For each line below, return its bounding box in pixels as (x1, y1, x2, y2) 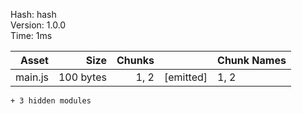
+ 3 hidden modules (10, 96, 92, 106)
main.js (15, 70, 49, 84)
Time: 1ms (10, 30, 53, 41)
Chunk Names (217, 54, 287, 67)
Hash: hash (10, 9, 57, 20)
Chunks (116, 54, 155, 67)
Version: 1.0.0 (10, 19, 67, 31)
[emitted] (163, 70, 208, 84)
